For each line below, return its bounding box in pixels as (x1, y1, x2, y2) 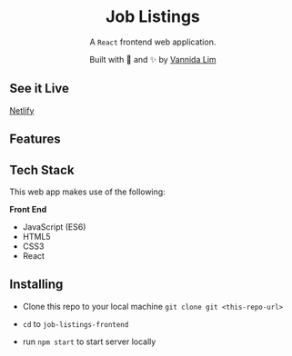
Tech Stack (9, 162, 75, 178)
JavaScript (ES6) (22, 221, 86, 232)
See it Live (9, 81, 70, 96)
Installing (9, 277, 64, 292)
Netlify (9, 104, 35, 115)
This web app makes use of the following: (9, 186, 166, 197)
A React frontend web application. (89, 36, 216, 47)
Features (9, 132, 61, 147)
